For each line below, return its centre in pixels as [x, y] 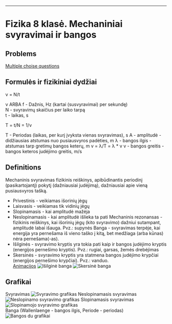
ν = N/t [13, 94]
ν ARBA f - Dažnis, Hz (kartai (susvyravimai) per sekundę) [67, 104]
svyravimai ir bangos [51, 35]
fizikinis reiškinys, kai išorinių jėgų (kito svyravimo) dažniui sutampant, [87, 222]
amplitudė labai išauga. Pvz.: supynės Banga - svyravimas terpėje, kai [86, 228]
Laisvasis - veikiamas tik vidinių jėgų [51, 206]
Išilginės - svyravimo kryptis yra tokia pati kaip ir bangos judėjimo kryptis [90, 244]
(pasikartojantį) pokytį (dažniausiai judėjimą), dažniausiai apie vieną [77, 185]
